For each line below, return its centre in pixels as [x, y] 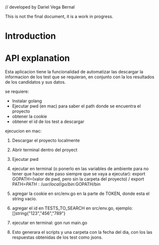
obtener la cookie [30, 117]
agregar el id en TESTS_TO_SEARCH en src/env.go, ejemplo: [72, 208]
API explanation [38, 58]
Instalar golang [27, 101]
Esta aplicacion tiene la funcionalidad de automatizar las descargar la [74, 72]
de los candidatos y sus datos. [36, 82]
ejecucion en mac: [24, 131]
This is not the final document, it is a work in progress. [59, 16]
